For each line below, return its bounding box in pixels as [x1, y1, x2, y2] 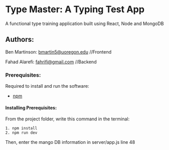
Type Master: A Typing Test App [5, 4, 145, 15]
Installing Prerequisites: [5, 105, 57, 111]
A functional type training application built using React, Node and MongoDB [5, 20, 164, 27]
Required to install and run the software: [5, 83, 90, 89]
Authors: [5, 35, 34, 44]
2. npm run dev [5, 130, 38, 136]
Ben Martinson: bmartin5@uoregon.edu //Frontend [5, 48, 112, 55]
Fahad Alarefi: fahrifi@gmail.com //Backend [5, 59, 97, 65]
